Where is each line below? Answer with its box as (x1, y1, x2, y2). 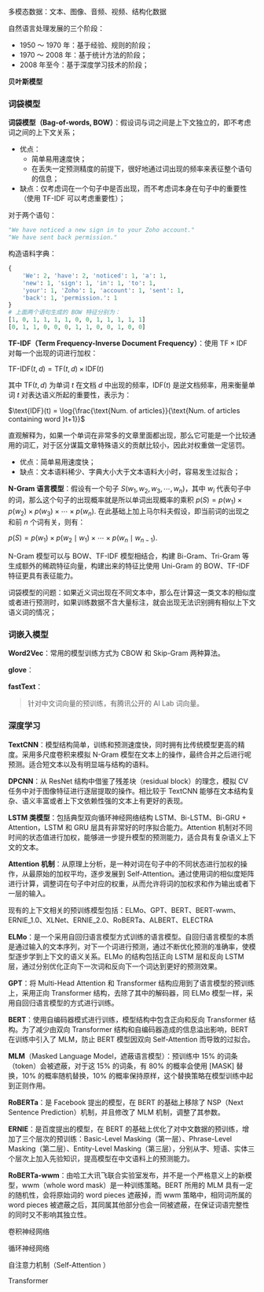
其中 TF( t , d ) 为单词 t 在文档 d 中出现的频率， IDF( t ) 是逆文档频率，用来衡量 (8, 380, 249, 389)
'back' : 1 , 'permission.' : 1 (22, 294, 118, 302)
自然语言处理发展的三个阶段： (8, 24, 104, 33)
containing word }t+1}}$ (8, 414, 86, 423)
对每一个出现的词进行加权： (8, 348, 98, 357)
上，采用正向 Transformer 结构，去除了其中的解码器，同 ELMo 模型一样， (8, 988, 247, 997)
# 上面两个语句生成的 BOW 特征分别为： (8, 308, 121, 317)
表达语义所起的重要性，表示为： (27, 389, 132, 400)
